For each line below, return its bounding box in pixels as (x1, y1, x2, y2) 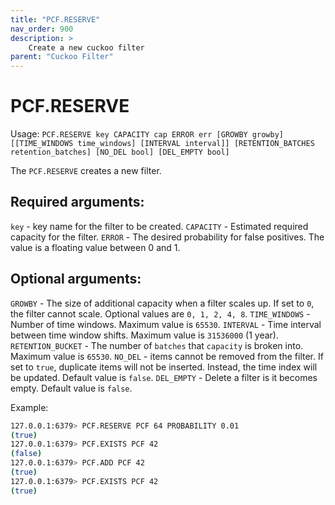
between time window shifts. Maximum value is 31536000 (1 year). (10, 329, 279, 341)
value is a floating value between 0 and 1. (10, 241, 181, 253)
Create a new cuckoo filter (28, 42, 145, 53)
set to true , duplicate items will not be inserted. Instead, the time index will (10, 361, 318, 373)
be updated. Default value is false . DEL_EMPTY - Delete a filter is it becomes (10, 371, 318, 383)
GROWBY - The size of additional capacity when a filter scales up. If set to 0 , (10, 297, 315, 309)
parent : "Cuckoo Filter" (10, 52, 114, 62)
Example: (10, 401, 49, 413)
